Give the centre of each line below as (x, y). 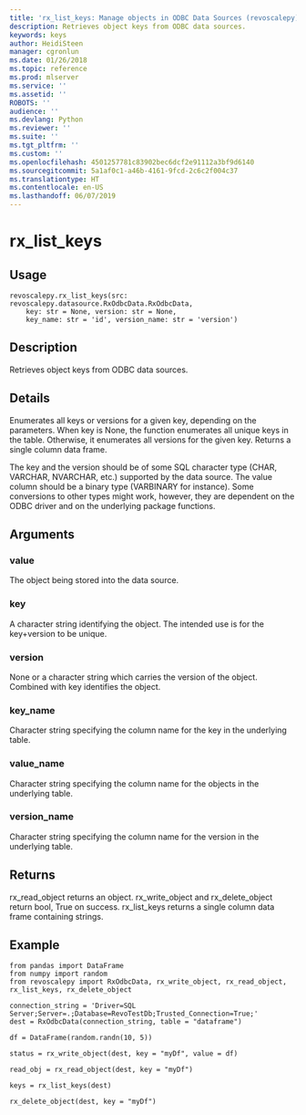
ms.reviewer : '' (40, 129)
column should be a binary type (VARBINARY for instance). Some (132, 486)
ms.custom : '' (36, 153)
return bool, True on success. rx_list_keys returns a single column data (142, 907)
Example (35, 945)
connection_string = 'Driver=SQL (73, 1006)
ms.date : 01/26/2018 (49, 60)
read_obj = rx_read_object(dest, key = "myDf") (102, 1070)
